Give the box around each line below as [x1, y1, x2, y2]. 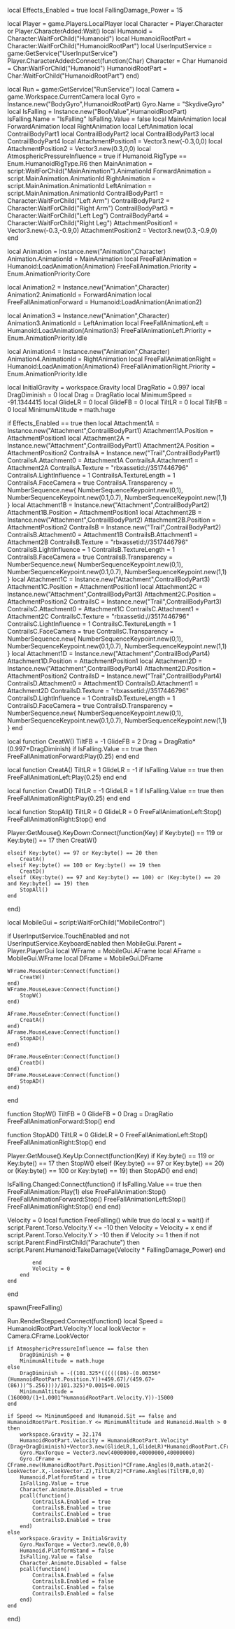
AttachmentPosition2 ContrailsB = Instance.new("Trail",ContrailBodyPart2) [7, 523, 222, 531]
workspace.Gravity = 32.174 [20, 1431, 101, 1438]
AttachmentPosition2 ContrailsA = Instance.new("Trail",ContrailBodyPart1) [7, 449, 220, 457]
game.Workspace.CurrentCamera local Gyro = [7, 92, 141, 101]
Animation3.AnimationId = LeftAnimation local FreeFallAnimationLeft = [7, 319, 209, 327]
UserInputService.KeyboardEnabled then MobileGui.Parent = [7, 939, 183, 947]
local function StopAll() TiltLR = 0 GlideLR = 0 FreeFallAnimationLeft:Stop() [7, 808, 222, 816]
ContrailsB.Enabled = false [32, 1578, 114, 1585]
